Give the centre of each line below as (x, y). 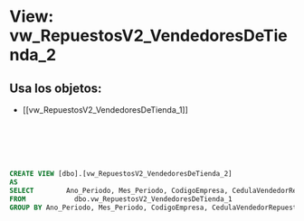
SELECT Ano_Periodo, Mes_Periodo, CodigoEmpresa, (119, 190)
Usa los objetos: (56, 88)
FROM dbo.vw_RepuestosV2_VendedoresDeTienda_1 (121, 199)
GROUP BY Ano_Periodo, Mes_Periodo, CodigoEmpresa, (109, 207)
